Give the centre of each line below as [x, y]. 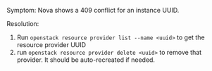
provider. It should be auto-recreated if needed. [86, 60]
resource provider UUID [51, 45]
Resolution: [23, 24]
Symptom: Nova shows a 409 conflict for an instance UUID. [93, 10]
